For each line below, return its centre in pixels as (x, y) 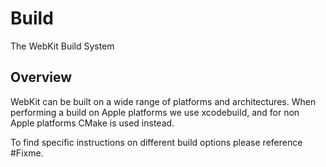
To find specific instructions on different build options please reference (156, 142)
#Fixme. (27, 153)
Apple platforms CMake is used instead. (92, 123)
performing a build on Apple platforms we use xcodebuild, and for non (155, 112)
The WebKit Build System (62, 46)
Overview (41, 77)
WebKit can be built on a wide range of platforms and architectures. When (163, 101)
